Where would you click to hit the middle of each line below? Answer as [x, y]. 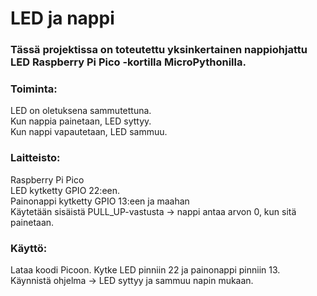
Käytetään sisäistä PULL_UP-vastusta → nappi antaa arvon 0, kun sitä [153, 211]
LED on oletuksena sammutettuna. [81, 111]
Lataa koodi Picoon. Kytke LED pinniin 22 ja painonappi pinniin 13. [145, 270]
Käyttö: [29, 248]
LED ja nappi [62, 18]
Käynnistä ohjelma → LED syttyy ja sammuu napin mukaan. [132, 280]
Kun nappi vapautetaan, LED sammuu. [89, 132]
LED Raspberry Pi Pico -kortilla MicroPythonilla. [128, 62]
